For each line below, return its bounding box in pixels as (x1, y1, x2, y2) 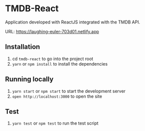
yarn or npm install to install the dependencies (12, 61, 108, 66)
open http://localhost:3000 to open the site (12, 93, 102, 99)
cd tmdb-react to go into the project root (12, 56, 94, 62)
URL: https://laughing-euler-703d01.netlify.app (5, 28, 99, 34)
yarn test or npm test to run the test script (12, 120, 99, 126)
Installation (5, 43, 40, 51)
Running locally (5, 75, 54, 84)
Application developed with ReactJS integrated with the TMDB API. (5, 19, 141, 25)
